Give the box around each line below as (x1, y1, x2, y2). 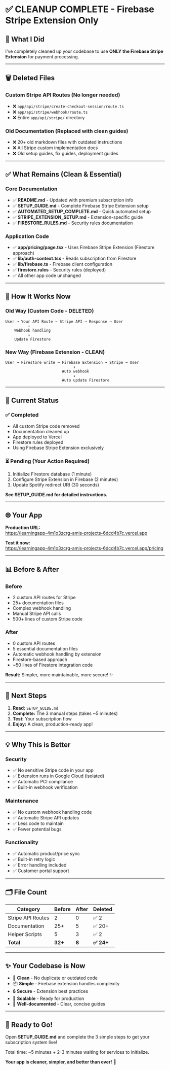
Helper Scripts (8, 930, 42, 938)
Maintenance (5, 798, 39, 805)
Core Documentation (5, 185, 58, 192)
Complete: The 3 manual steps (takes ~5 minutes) (12, 710, 118, 716)
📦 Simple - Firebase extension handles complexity (12, 981, 120, 987)
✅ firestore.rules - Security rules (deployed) (12, 266, 106, 272)
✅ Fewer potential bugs (12, 826, 62, 832)
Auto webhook (61, 369, 90, 374)
